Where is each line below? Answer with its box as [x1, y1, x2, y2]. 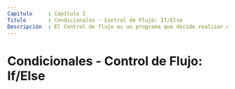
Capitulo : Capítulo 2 [7, 10, 86, 17]
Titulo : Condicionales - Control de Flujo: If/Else [7, 17, 183, 24]
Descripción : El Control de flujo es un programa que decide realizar [7, 23, 224, 30]
